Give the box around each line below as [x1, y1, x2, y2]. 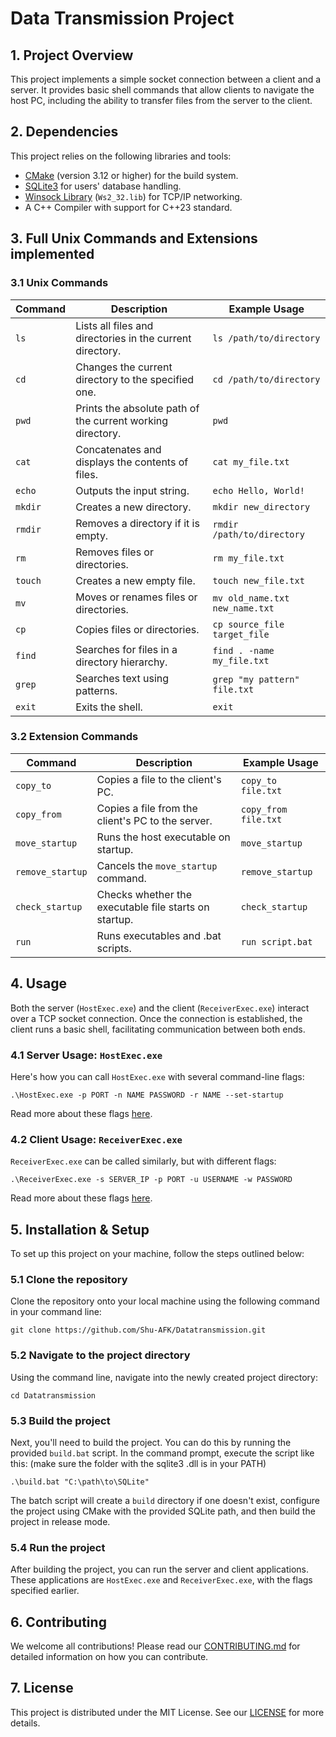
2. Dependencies [10, 123, 119, 141]
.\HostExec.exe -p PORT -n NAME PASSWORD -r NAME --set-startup [10, 1090, 284, 1100]
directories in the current [75, 331, 192, 345]
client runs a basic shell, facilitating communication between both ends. [10, 1023, 306, 1035]
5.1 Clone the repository [10, 1272, 128, 1286]
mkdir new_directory [212, 501, 311, 512]
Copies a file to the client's [96, 772, 222, 786]
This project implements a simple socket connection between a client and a [10, 73, 322, 85]
